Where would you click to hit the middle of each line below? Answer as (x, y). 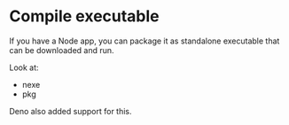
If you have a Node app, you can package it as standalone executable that (144, 41)
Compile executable (84, 16)
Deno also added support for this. (70, 111)
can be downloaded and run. (62, 50)
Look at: (24, 67)
